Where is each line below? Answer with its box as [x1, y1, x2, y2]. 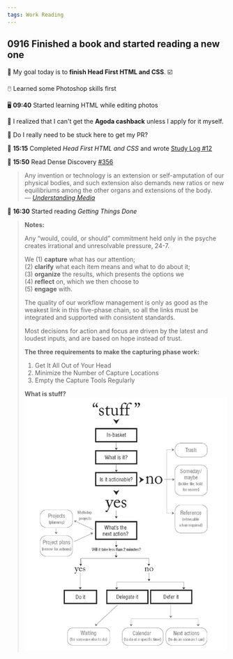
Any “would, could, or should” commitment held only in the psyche [24, 234, 216, 242]
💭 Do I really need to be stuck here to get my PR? [7, 131, 149, 139]
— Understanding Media [24, 194, 96, 202]
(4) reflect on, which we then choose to [24, 277, 140, 286]
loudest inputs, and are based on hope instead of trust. [24, 334, 183, 342]
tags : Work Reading [7, 11, 64, 18]
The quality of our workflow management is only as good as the [24, 298, 208, 307]
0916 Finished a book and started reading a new [7, 38, 220, 50]
